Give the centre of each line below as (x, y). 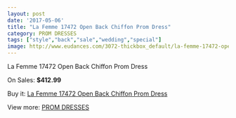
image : (17, 46)
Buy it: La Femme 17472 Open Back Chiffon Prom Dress (87, 93)
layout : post (26, 14)
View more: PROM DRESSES (48, 107)
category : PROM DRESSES (42, 33)
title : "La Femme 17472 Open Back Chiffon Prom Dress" (89, 27)
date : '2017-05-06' (36, 20)
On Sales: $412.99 (34, 80)
